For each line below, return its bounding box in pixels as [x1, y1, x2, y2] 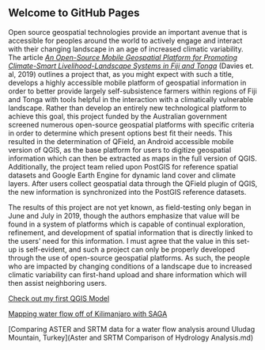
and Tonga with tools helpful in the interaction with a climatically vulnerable [8, 94, 254, 104]
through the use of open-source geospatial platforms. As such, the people [8, 253, 251, 262]
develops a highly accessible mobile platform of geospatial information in [8, 78, 247, 87]
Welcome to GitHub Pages [8, 6, 140, 20]
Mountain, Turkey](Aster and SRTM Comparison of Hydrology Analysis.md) [8, 333, 254, 342]
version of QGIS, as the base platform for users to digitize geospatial [8, 145, 232, 154]
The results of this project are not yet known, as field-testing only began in [8, 202, 252, 212]
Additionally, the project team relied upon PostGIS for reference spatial [8, 162, 239, 171]
